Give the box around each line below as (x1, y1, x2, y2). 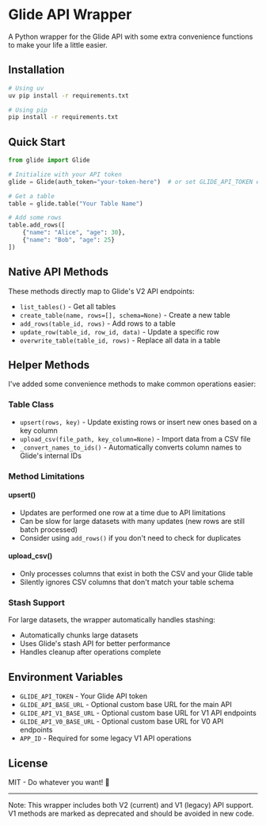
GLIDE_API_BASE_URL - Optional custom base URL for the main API (19, 700, 232, 709)
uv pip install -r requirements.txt (8, 91, 129, 100)
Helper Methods (8, 358, 89, 372)
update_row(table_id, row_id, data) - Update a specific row (19, 327, 219, 336)
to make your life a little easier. (8, 40, 108, 49)
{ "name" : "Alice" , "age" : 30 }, (22, 228, 126, 237)
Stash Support (8, 597, 66, 608)
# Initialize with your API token (8, 170, 123, 178)
